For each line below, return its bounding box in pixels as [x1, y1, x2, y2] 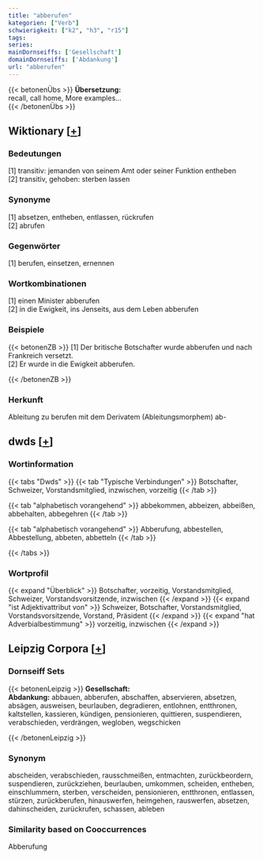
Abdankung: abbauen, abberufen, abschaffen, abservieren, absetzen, [8, 692, 237, 702]
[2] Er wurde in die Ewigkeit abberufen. [8, 359, 136, 369]
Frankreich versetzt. [8, 350, 73, 360]
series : [8, 41, 34, 49]
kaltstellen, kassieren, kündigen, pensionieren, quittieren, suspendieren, [8, 709, 242, 718]
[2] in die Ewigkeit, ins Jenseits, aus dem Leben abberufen [8, 305, 199, 314]
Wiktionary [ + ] [8, 124, 81, 138]
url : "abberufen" [8, 63, 66, 71]
